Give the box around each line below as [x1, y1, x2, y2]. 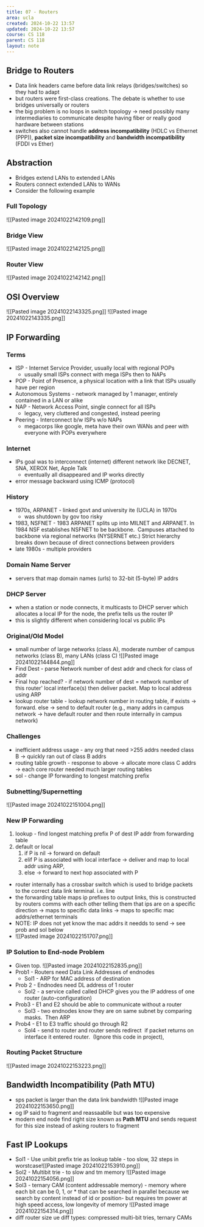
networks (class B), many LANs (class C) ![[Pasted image [15, 652, 159, 659]
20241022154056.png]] [15, 1175, 74, 1182]
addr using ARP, [24, 862, 65, 870]
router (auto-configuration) [24, 994, 93, 1001]
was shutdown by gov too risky [24, 513, 103, 520]
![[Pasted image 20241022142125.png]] [6, 245, 105, 252]
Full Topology [6, 202, 47, 210]
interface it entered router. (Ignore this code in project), [24, 1033, 164, 1040]
